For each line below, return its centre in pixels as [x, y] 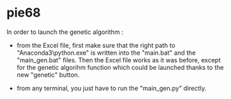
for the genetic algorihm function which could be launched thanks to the [120, 67]
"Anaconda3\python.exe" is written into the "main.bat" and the [106, 53]
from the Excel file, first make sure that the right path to [96, 45]
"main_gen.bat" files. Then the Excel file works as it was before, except [118, 60]
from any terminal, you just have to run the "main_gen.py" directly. [111, 88]
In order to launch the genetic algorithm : [65, 32]
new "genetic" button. [48, 75]
